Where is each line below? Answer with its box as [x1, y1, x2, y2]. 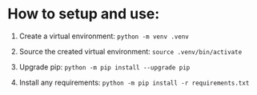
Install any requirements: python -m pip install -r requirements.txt [18, 77, 250, 87]
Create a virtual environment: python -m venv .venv [18, 31, 189, 41]
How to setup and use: [7, 5, 160, 23]
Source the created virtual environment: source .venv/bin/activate [18, 46, 243, 56]
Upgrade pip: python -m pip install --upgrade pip [18, 61, 191, 72]
